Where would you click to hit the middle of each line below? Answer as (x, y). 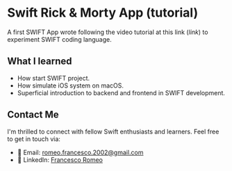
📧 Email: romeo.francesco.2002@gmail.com (80, 152)
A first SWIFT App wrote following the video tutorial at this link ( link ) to (108, 32)
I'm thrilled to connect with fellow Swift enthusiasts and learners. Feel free (113, 131)
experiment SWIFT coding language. (60, 39)
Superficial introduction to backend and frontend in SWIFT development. (121, 92)
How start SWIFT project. (53, 78)
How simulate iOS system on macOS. (70, 85)
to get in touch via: (34, 139)
